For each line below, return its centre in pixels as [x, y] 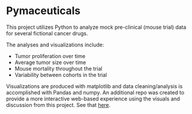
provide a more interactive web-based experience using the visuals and [93, 99]
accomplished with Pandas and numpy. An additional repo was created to [95, 92]
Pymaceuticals [43, 11]
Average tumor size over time [50, 62]
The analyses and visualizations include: [55, 45]
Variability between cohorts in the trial [61, 75]
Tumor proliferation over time [50, 56]
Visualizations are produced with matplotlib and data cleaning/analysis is [94, 86]
